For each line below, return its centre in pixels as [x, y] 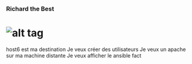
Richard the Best [30, 9]
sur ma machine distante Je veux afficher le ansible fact [74, 55]
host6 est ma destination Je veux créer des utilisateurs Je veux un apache [96, 49]
